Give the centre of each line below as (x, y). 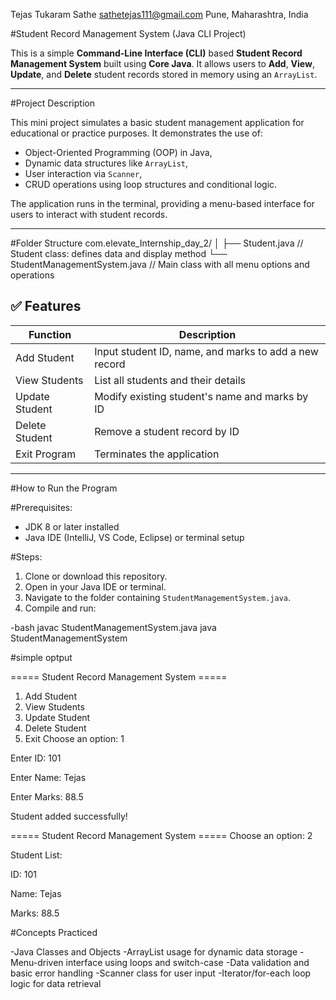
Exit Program (46, 454)
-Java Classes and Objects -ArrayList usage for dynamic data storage (154, 951)
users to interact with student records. (89, 214)
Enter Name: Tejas (48, 777)
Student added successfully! (69, 816)
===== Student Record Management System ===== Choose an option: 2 (161, 835)
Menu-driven (37, 962)
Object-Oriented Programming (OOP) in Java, (118, 152)
